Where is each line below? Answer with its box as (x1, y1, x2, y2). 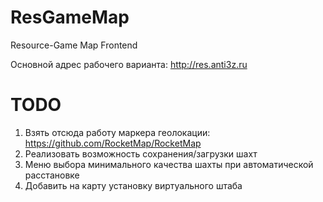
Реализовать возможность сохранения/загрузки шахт (24, 147, 258, 160)
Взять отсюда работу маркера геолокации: (24, 126, 211, 138)
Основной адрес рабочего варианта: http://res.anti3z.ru (10, 58, 248, 70)
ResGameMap (10, 6, 130, 29)
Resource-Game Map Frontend (10, 39, 138, 51)
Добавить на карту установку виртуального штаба (24, 179, 243, 191)
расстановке (24, 169, 80, 181)
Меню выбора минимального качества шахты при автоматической (24, 158, 314, 170)
